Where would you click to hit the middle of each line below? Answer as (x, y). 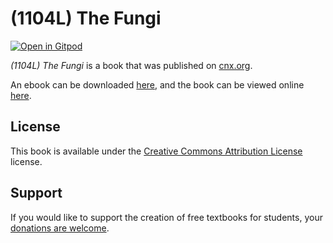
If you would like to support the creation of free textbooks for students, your (166, 217)
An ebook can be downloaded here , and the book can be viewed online (157, 84)
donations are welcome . (60, 228)
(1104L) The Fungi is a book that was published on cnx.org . (131, 65)
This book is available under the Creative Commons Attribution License (156, 151)
